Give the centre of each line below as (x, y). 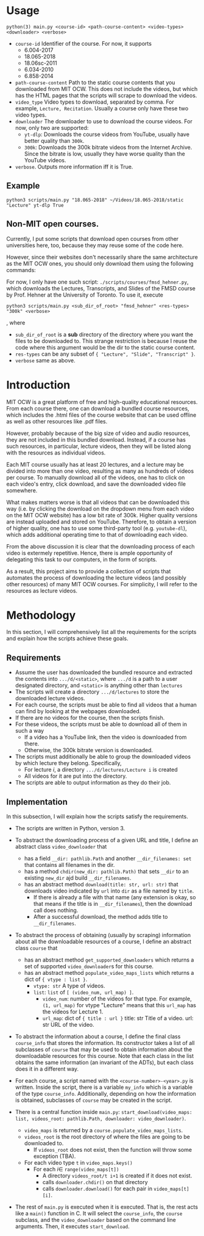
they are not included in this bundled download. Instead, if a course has (96, 439)
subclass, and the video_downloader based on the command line (96, 1220)
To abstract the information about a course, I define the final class (98, 1037)
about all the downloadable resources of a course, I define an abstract (103, 942)
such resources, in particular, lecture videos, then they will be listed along (99, 446)
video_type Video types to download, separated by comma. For (95, 102)
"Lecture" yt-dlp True (35, 205)
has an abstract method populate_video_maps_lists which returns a (109, 973)
